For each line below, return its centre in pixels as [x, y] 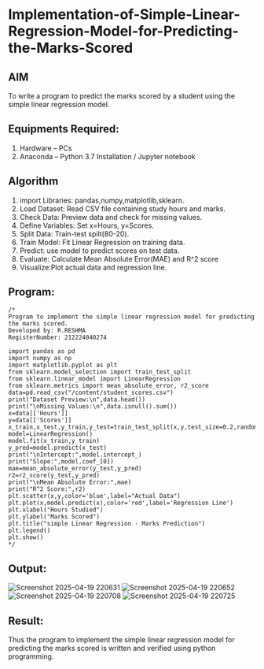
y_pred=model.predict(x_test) [58, 448]
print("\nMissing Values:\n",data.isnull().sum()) [93, 407]
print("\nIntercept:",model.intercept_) [75, 455]
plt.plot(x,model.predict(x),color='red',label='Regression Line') [121, 503]
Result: [26, 621]
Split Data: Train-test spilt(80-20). [74, 233]
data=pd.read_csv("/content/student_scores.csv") [91, 393]
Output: [27, 569]
